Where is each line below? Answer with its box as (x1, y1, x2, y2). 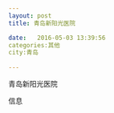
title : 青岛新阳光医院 (8, 19, 76, 27)
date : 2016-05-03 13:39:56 (8, 34, 106, 42)
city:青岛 (8, 49, 39, 57)
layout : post (8, 11, 52, 20)
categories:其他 (8, 41, 60, 49)
